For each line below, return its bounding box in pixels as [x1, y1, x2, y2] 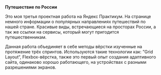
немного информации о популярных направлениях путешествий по [5, 19, 146, 24]
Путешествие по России [5, 4, 57, 10]
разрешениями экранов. [5, 64, 56, 70]
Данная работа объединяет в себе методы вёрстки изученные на [5, 44, 143, 49]
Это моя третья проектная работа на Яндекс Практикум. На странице [5, 14, 151, 19]
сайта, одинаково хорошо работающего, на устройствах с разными [5, 59, 147, 65]
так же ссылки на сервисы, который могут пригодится [5, 29, 119, 35]
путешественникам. [5, 34, 47, 40]
